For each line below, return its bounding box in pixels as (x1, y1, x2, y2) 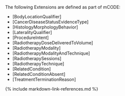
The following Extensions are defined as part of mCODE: (5, 4, 121, 10)
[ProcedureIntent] (12, 34, 49, 40)
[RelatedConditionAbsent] (12, 71, 65, 77)
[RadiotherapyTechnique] (12, 61, 64, 66)
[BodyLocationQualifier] (12, 14, 62, 19)
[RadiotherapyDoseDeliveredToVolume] (12, 40, 93, 46)
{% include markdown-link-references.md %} (5, 86, 98, 92)
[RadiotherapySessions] (12, 56, 62, 61)
